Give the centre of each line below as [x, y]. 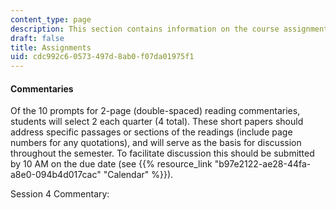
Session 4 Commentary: [60, 194]
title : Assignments [51, 47]
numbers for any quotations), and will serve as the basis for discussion [156, 143]
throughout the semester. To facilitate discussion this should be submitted [162, 153]
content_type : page [51, 19]
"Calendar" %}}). [138, 175]
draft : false [37, 38]
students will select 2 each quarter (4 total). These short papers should [157, 122]
